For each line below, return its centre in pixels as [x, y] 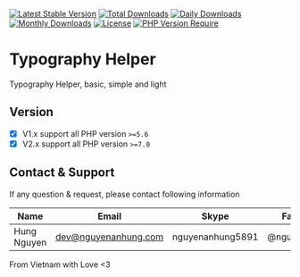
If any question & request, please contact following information [125, 194]
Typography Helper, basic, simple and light [88, 84]
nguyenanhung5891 [215, 237]
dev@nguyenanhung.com [109, 237]
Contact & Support [62, 173]
